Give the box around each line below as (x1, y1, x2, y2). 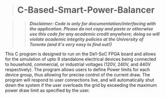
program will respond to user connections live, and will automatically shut (5, 77, 154, 83)
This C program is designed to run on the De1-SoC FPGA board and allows (5, 51, 156, 57)
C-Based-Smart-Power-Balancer (17, 4, 155, 16)
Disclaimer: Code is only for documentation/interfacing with (29, 21, 156, 26)
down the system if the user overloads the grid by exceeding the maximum (5, 82, 157, 88)
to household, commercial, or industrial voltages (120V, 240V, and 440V (5, 61, 151, 67)
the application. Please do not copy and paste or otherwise (29, 25, 154, 31)
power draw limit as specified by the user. (5, 87, 90, 93)
